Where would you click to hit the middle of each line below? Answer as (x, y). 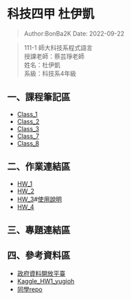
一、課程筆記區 (39, 97)
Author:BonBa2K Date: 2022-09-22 (74, 33)
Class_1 (27, 114)
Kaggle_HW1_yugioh (46, 281)
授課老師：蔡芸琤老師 (54, 56)
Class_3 (28, 128)
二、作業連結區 (39, 166)
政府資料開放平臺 (41, 273)
